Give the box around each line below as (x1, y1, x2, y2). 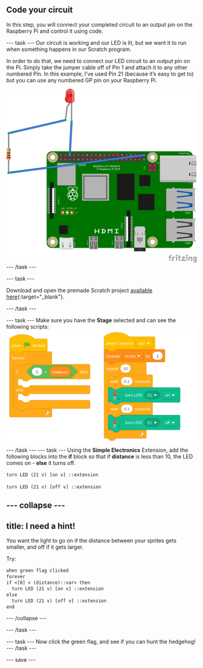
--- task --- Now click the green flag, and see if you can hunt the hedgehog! (6, 638, 196, 646)
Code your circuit (6, 5, 73, 15)
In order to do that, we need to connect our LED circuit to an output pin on (6, 57, 190, 64)
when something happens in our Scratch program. (6, 45, 132, 53)
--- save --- (6, 656, 36, 664)
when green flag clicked (6, 567, 69, 574)
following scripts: (6, 323, 50, 330)
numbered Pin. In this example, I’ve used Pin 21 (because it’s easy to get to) (6, 70, 195, 78)
